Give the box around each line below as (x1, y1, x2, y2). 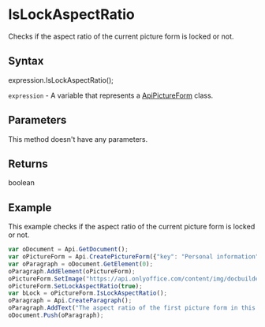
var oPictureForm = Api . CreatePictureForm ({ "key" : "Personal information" (8, 253, 259, 261)
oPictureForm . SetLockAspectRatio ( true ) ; (8, 282, 144, 290)
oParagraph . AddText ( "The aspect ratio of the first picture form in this (8, 304, 256, 312)
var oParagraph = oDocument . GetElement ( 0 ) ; (8, 260, 154, 268)
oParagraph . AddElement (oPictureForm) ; (8, 267, 136, 275)
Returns (8, 157, 49, 170)
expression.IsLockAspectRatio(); (8, 75, 114, 84)
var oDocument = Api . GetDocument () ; (8, 246, 129, 254)
